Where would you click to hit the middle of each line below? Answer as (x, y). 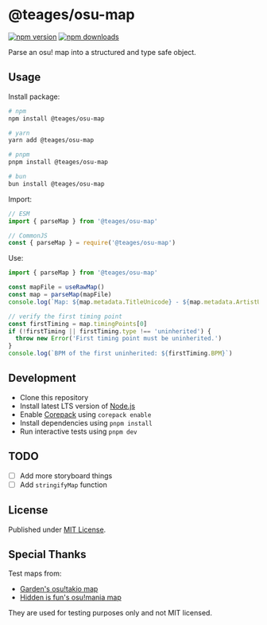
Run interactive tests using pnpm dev (78, 431)
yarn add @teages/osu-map (51, 140)
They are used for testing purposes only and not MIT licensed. (110, 613)
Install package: (34, 96)
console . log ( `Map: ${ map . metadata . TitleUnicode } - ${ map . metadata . (122, 302)
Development (43, 378)
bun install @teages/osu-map (56, 184)
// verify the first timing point (66, 316)
